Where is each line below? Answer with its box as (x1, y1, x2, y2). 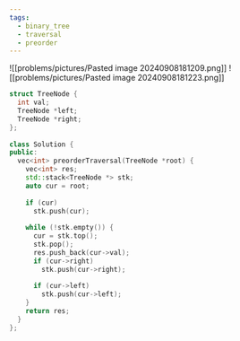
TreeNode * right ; (17, 114, 82, 124)
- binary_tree (17, 22, 70, 31)
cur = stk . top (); (32, 232, 99, 240)
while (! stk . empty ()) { (25, 223, 115, 232)
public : (9, 148, 39, 157)
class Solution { (9, 140, 74, 149)
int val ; (17, 98, 50, 108)
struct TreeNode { (9, 90, 78, 99)
